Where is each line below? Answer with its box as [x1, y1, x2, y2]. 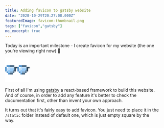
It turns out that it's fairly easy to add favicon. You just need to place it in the [5, 107, 159, 113]
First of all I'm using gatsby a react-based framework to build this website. [5, 87, 155, 93]
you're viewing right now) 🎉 [5, 48, 61, 54]
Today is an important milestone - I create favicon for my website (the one [5, 43, 155, 49]
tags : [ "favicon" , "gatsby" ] [5, 24, 63, 28]
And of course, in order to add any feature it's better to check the [5, 92, 137, 98]
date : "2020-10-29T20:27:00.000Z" [5, 13, 76, 18]
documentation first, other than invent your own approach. [5, 98, 123, 103]
